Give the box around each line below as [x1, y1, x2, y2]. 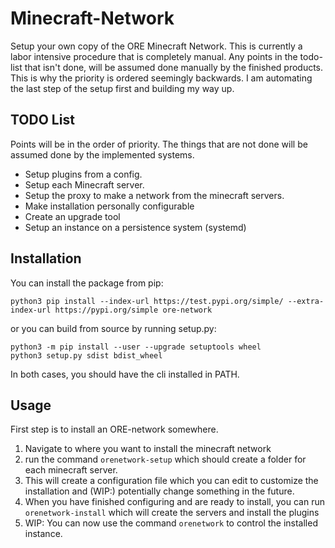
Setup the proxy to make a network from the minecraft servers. [24, 189, 285, 201]
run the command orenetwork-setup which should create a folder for [24, 453, 307, 466]
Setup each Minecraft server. [24, 178, 145, 191]
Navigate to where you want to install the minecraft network [24, 443, 272, 455]
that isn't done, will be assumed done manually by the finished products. [24, 61, 324, 73]
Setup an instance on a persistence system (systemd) [24, 221, 247, 233]
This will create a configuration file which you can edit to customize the [24, 475, 319, 487]
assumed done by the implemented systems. [10, 148, 195, 161]
